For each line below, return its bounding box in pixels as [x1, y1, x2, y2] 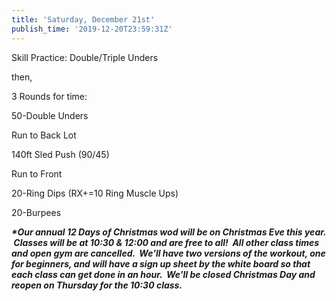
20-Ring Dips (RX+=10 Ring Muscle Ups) [11, 187, 179, 199]
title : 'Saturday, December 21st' [11, 14, 156, 25]
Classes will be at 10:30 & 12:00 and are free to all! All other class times [13, 236, 320, 248]
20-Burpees [11, 206, 62, 218]
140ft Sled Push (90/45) [11, 148, 110, 160]
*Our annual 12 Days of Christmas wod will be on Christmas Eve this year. [11, 226, 327, 238]
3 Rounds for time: [11, 90, 88, 102]
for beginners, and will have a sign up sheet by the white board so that [11, 257, 311, 270]
